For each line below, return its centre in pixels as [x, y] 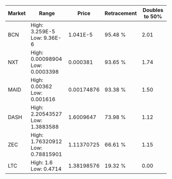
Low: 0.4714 [46, 169]
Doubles [153, 10]
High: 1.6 [41, 162]
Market [17, 13]
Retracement [121, 13]
